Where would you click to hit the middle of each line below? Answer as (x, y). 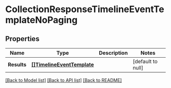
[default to (145, 61)
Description (113, 53)
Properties (22, 39)
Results (17, 64)
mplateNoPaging (41, 20)
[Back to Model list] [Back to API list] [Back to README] (64, 80)
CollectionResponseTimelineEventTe (85, 9)
